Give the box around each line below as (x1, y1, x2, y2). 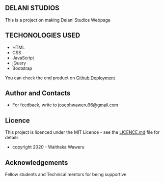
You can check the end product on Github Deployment (5, 75, 115, 81)
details (5, 135, 19, 141)
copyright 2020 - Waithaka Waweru (12, 144, 84, 150)
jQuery (12, 60, 26, 66)
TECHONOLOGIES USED (5, 31, 81, 40)
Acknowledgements (5, 158, 68, 167)
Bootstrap (12, 65, 32, 71)
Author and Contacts (5, 89, 71, 97)
